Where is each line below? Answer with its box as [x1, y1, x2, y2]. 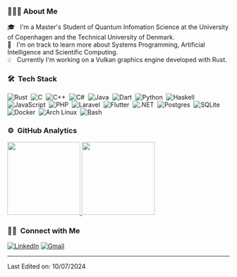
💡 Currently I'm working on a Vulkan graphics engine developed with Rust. [7, 56, 227, 64]
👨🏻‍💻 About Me [7, 6, 58, 16]
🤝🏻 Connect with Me [7, 225, 80, 235]
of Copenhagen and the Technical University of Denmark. [7, 33, 175, 42]
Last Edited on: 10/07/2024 [7, 262, 86, 271]
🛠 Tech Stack [7, 74, 58, 84]
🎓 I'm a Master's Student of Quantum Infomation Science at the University [7, 23, 229, 31]
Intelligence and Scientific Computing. [7, 48, 119, 57]
